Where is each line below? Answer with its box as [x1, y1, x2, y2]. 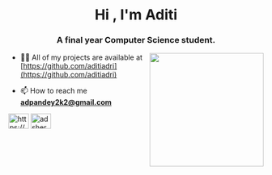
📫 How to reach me [19, 86, 87, 96]
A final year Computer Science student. [56, 35, 216, 46]
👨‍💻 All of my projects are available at [19, 52, 143, 62]
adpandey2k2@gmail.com [19, 98, 112, 107]
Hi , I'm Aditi [94, 6, 178, 24]
